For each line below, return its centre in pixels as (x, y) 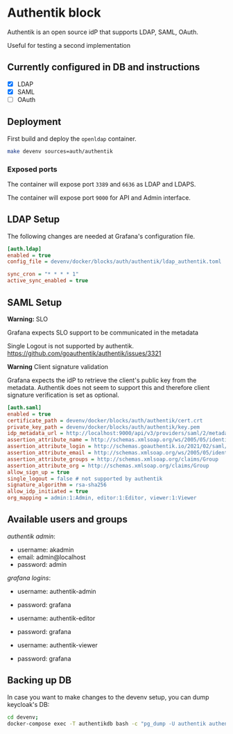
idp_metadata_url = (35, 434)
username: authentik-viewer (58, 645)
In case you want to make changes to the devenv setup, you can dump (108, 697)
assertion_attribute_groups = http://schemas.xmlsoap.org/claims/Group (113, 459)
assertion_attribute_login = (49, 446)
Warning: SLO (28, 319)
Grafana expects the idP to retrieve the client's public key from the (102, 380)
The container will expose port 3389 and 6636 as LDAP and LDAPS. (102, 184)
